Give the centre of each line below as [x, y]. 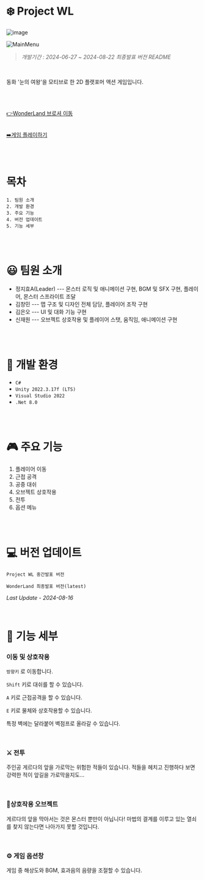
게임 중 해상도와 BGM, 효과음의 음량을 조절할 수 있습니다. [74, 870]
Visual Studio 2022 [40, 396]
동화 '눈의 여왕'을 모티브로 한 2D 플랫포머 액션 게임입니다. [75, 82]
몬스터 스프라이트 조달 [50, 296]
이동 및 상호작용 [28, 657]
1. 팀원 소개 [20, 200]
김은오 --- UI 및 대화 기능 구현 [51, 312]
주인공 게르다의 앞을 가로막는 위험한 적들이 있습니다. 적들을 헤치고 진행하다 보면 [101, 767]
